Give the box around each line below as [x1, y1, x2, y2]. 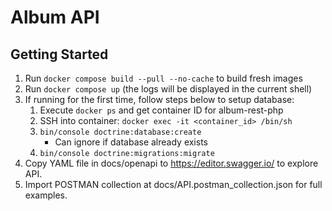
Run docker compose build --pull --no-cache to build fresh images [24, 72, 303, 84]
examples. [24, 189, 68, 201]
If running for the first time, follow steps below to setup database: [24, 94, 295, 105]
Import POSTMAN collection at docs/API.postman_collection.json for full [24, 179, 323, 190]
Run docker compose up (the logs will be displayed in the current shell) [24, 83, 313, 95]
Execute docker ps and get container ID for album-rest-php [39, 104, 284, 116]
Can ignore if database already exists [54, 136, 208, 148]
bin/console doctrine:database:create [39, 127, 202, 137]
